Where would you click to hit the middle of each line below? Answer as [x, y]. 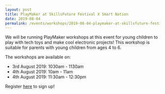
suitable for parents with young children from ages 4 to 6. [63, 47]
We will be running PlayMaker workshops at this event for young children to [82, 37]
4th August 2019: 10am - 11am [42, 72]
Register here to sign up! [30, 87]
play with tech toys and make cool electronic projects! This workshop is [77, 43]
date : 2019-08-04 [23, 19]
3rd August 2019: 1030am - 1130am [48, 67]
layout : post [18, 10]
